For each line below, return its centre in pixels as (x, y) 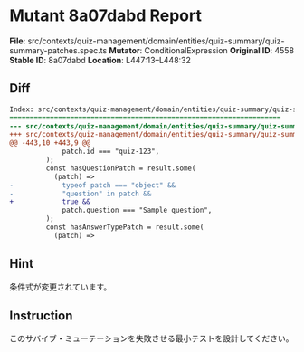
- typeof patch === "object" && (93, 185)
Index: (22, 109)
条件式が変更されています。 (61, 287)
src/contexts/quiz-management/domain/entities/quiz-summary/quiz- (156, 41)
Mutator (124, 50)
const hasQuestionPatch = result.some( (121, 168)
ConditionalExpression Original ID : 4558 (219, 50)
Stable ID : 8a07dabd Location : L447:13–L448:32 (100, 60)
